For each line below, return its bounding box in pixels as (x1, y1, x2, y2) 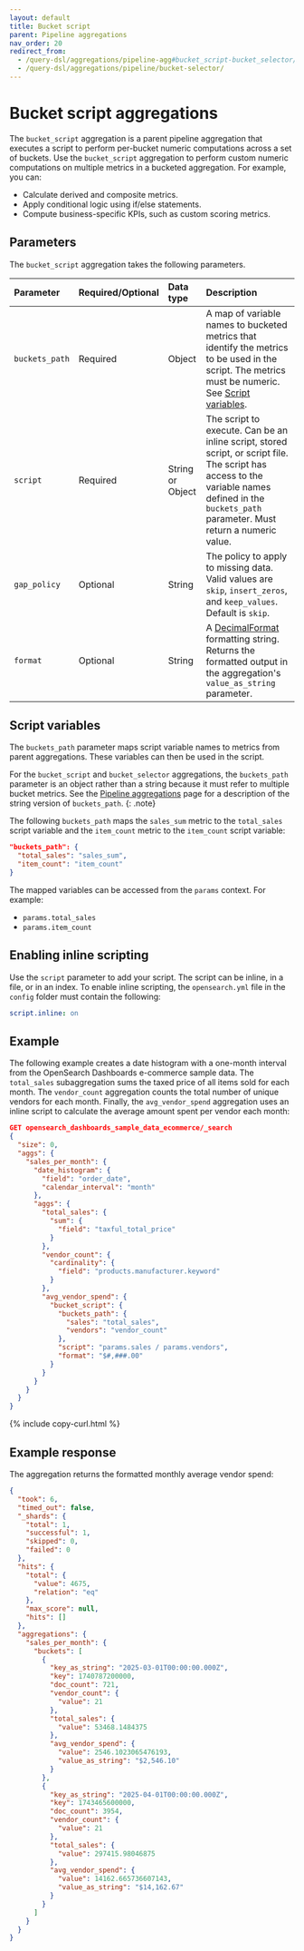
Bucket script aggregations (9, 103, 219, 123)
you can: (9, 172, 43, 182)
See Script (205, 387, 251, 399)
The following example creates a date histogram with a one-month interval (9, 1058, 287, 1069)
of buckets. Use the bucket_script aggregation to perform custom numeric (9, 152, 290, 163)
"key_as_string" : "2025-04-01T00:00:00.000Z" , (49, 1789, 229, 1799)
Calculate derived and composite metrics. (22, 189, 178, 200)
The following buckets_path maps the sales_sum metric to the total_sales (9, 816, 283, 827)
